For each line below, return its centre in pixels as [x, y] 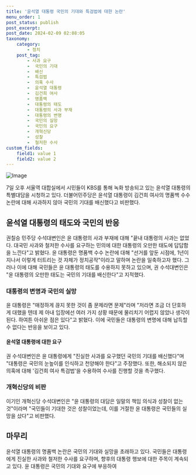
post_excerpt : [23, 28]
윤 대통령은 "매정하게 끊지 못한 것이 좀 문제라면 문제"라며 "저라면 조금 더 [88, 305]
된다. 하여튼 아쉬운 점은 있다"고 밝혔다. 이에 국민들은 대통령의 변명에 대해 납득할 [97, 320]
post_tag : [29, 55]
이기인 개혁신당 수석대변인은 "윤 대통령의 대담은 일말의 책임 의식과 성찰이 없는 [94, 401]
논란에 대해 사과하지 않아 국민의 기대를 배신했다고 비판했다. [73, 203]
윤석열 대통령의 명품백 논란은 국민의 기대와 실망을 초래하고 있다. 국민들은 [89, 451]
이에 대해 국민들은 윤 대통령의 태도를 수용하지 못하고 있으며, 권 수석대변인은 [103, 267]
